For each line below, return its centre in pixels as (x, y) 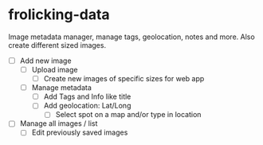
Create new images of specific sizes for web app (124, 79)
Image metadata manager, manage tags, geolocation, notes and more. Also (131, 37)
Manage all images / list (59, 123)
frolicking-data (59, 15)
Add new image (45, 61)
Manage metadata (61, 88)
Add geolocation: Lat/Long (87, 106)
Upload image (55, 70)
